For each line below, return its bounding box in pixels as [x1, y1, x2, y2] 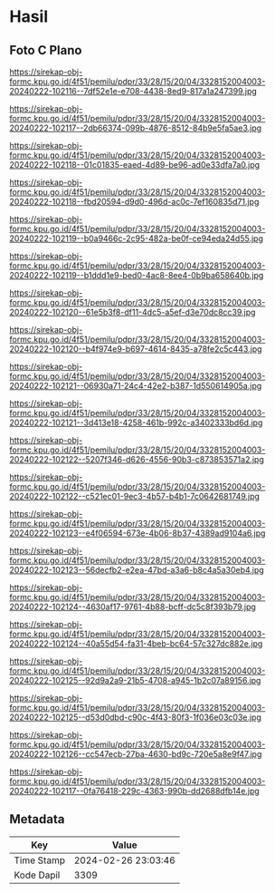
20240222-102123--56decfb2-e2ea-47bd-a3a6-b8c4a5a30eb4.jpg [9, 565, 264, 575]
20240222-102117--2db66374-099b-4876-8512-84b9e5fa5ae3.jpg [9, 122, 262, 133]
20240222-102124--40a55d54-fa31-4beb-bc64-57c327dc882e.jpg [9, 638, 263, 649]
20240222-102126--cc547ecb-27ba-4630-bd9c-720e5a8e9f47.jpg [9, 749, 262, 759]
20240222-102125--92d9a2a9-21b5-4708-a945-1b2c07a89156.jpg [9, 675, 261, 685]
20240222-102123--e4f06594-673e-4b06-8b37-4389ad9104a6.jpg [9, 528, 266, 539]
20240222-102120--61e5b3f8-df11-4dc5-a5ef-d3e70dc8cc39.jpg [9, 306, 256, 317]
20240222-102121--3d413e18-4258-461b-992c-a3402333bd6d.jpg [9, 417, 263, 428]
